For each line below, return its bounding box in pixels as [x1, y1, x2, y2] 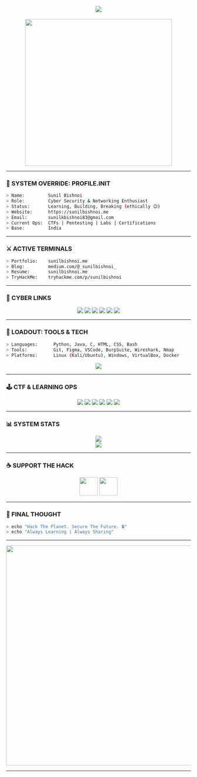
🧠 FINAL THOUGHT [6, 511, 62, 519]
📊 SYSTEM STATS [6, 420, 60, 428]
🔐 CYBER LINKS [6, 294, 52, 302]
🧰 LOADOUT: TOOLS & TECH [6, 328, 89, 336]
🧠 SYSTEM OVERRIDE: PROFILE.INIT [6, 179, 111, 187]
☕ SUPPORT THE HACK [6, 461, 74, 469]
